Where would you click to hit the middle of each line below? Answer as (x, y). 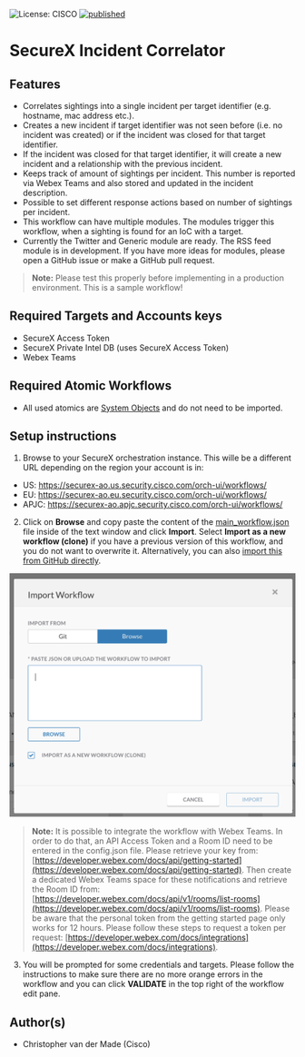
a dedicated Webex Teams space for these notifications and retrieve (159, 880)
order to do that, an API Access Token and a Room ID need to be (152, 841)
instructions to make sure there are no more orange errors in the (143, 974)
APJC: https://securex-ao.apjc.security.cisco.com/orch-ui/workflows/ (152, 505)
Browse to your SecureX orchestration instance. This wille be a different (157, 458)
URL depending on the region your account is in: (113, 468)
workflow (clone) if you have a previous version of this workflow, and (153, 541)
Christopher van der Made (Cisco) (87, 1043)
